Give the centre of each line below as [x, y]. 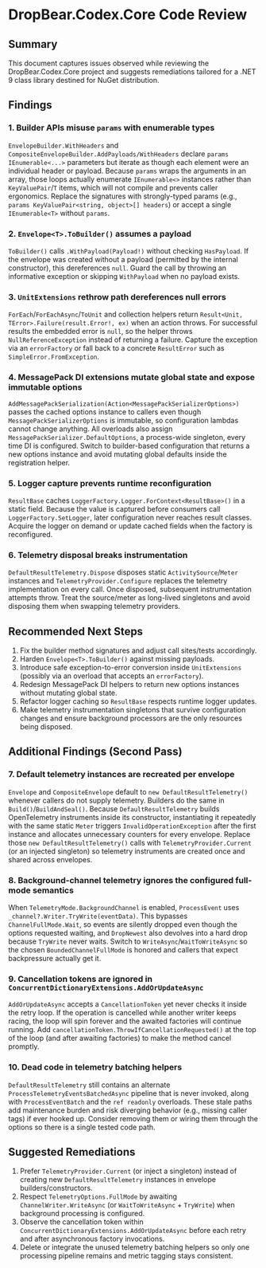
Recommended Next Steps [76, 631]
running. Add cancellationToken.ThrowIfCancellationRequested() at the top [132, 1030]
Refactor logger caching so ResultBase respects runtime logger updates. [138, 701]
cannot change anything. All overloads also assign [91, 429]
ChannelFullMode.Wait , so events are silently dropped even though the [123, 924]
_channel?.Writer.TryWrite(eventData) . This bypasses [98, 916]
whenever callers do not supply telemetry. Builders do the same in [116, 800]
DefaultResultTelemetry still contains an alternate [89, 1085]
